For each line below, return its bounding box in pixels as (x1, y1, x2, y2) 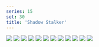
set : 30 (6, 14, 25, 20)
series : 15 (6, 8, 33, 15)
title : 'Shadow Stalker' (6, 19, 67, 25)
